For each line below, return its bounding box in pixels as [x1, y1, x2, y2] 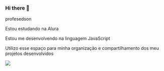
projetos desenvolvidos [5, 50, 54, 57]
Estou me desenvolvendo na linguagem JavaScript [5, 35, 110, 42]
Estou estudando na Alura [5, 26, 59, 32]
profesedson [5, 16, 32, 22]
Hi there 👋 [5, 5, 30, 12]
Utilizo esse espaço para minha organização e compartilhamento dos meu [5, 45, 159, 51]
